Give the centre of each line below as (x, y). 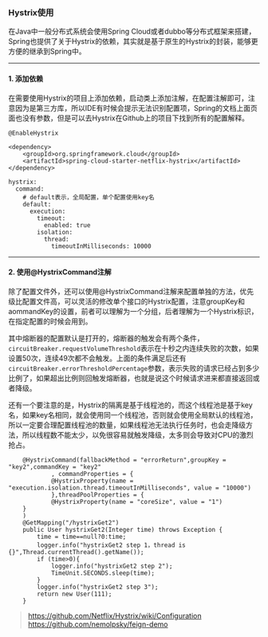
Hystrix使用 (31, 12)
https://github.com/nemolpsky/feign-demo (98, 624)
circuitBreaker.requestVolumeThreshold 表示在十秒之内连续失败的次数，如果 (134, 348)
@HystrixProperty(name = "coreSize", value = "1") (137, 501)
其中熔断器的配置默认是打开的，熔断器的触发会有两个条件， (106, 338)
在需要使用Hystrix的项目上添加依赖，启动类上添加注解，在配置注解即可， (128, 98)
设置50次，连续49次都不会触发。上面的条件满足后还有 (97, 358)
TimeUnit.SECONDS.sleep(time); (103, 573)
